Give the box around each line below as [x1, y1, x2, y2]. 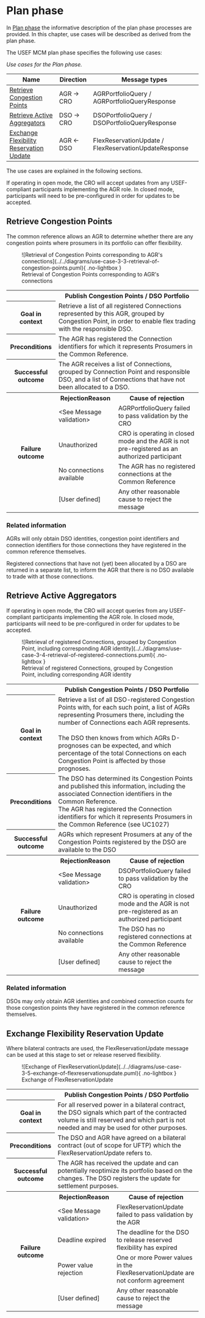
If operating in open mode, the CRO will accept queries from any [6, 607, 168, 614]
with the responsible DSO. [58, 324, 133, 333]
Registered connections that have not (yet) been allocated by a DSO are [6, 560, 187, 567]
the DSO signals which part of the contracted [57, 1108, 187, 1116]
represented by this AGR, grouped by [58, 309, 165, 317]
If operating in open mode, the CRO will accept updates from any [6, 179, 170, 186]
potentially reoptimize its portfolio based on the [57, 1166, 193, 1175]
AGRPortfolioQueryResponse [93, 97, 176, 105]
